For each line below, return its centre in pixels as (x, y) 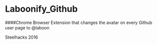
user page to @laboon (27, 27)
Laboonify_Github (41, 9)
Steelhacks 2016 (22, 37)
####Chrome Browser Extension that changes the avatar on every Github (78, 22)
